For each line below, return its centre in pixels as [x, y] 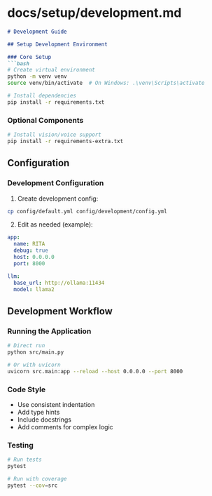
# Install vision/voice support [54, 135]
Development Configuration [56, 183]
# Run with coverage [37, 478]
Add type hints [38, 412]
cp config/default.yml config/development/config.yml [87, 211]
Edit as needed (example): [55, 224]
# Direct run [26, 346]
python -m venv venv [37, 76]
